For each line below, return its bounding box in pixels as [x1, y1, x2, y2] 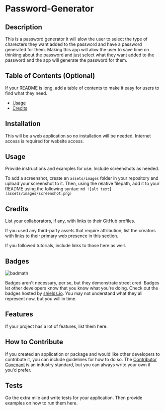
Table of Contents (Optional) [5, 72, 95, 80]
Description [5, 23, 42, 31]
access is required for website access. [5, 138, 84, 144]
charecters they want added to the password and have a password [5, 41, 142, 47]
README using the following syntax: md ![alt [5, 186, 98, 192]
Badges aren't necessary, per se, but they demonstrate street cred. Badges [5, 280, 160, 286]
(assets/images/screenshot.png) [5, 191, 72, 196]
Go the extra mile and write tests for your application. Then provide [5, 395, 143, 401]
